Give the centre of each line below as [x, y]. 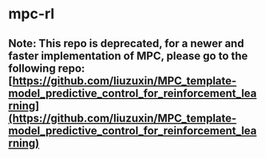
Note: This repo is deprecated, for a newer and [127, 43]
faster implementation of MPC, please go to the [128, 55]
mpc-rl [32, 14]
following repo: [47, 68]
